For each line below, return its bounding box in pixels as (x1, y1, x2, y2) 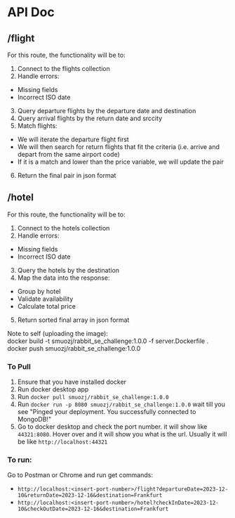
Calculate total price (17, 302, 76, 310)
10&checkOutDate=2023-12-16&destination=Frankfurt (17, 505, 169, 513)
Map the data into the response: (17, 273, 110, 282)
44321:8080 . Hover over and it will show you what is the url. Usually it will (17, 430, 227, 439)
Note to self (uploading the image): (7, 329, 109, 337)
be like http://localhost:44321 (17, 437, 108, 446)
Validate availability (17, 294, 74, 303)
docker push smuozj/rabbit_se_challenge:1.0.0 (7, 344, 141, 352)
